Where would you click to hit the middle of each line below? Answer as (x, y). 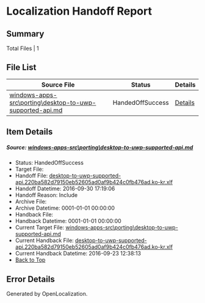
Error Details (31, 279)
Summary (25, 34)
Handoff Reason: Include (46, 195)
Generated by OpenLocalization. (47, 293)
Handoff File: (31, 176)
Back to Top (30, 260)
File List (21, 67)
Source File (58, 85)
